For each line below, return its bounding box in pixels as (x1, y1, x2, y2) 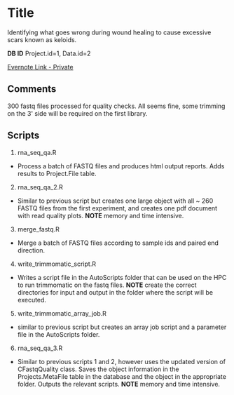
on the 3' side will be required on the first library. (7, 109, 148, 117)
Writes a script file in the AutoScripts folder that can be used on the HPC (17, 273, 227, 281)
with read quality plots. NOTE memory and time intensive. (17, 211, 184, 220)
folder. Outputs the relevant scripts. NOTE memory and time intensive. (17, 380, 221, 388)
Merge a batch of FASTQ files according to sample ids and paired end (17, 239, 219, 247)
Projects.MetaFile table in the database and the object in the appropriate (17, 372, 226, 380)
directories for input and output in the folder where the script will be (17, 288, 214, 296)
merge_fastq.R (17, 225, 60, 233)
